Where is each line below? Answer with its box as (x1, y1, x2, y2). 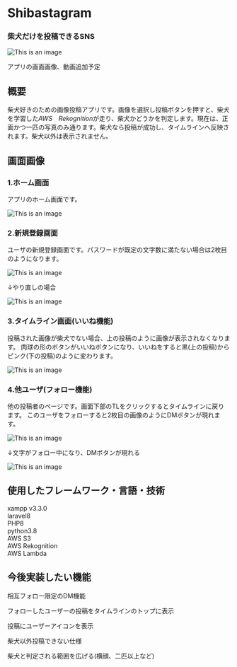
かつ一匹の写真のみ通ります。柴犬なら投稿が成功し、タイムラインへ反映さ (13, 123, 230, 132)
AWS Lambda (7, 549, 47, 557)
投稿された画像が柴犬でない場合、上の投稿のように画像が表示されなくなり (7, 334, 224, 342)
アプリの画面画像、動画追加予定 (7, 62, 100, 71)
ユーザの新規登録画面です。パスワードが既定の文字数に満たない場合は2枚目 (7, 245, 228, 254)
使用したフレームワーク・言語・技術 (7, 485, 165, 497)
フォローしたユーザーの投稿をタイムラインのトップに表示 (7, 606, 175, 615)
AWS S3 (7, 534, 32, 543)
